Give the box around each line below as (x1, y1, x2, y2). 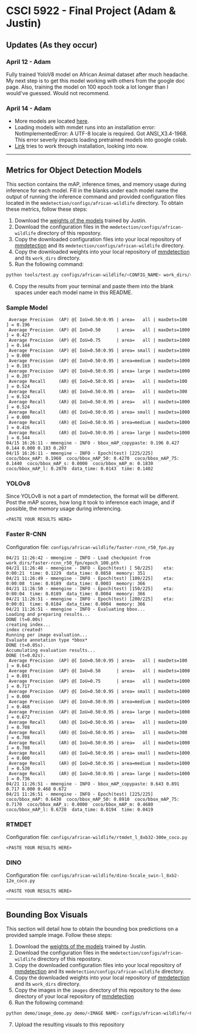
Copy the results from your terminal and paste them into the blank (14, 282, 174, 289)
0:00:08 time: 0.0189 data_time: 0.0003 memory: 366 (6, 580, 145, 587)
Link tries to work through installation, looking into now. (14, 143, 148, 150)
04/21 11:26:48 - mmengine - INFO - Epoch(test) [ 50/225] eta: (6, 565, 175, 571)
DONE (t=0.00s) (6, 617, 43, 622)
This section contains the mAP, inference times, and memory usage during (6, 180, 186, 187)
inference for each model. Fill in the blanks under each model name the (6, 187, 178, 194)
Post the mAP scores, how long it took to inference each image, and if (6, 499, 175, 506)
